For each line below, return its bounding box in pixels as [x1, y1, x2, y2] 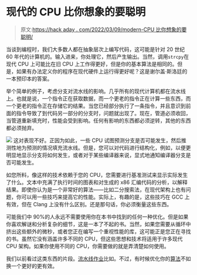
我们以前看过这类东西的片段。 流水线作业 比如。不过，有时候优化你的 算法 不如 [6, 255, 191, 262]
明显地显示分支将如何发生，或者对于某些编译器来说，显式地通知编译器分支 [6, 151, 186, 159]
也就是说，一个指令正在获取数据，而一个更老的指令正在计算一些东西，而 [16, 95, 191, 102]
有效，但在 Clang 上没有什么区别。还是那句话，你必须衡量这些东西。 [6, 200, 172, 207]
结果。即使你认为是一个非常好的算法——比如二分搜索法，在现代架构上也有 [6, 186, 186, 193]
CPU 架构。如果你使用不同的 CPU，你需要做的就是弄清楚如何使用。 [6, 242, 170, 250]
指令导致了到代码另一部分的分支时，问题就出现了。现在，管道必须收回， [16, 109, 191, 116]
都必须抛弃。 [6, 124, 37, 131]
